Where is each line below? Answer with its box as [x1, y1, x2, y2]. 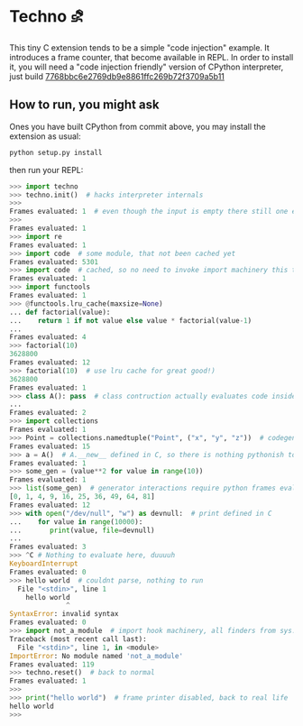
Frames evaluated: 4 [9, 333, 87, 342]
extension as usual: [9, 131, 81, 142]
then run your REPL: [9, 164, 84, 175]
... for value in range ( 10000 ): [9, 517, 143, 527]
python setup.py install [9, 148, 103, 157]
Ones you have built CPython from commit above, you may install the [9, 121, 266, 132]
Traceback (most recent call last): [9, 634, 147, 644]
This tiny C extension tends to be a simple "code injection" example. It [9, 41, 271, 53]
